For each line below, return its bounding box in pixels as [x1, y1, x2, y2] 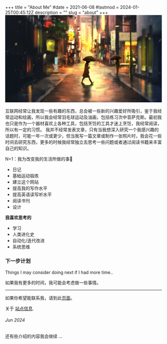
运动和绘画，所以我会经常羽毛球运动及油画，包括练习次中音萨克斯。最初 [9, 114, 158, 120]
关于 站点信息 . [5, 305, 34, 311]
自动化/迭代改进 [12, 238, 45, 244]
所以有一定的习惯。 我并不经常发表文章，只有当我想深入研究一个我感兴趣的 [5, 127, 159, 133]
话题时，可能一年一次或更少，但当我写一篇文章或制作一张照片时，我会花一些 [5, 133, 162, 139]
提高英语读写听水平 [12, 191, 52, 197]
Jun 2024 [5, 317, 25, 323]
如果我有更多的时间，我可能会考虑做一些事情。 [5, 279, 101, 286]
